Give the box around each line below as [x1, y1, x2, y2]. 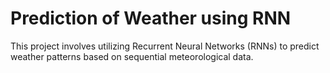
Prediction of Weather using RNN [10, 7, 292, 30]
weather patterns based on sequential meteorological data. [10, 50, 254, 62]
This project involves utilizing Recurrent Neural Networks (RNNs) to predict [10, 40, 320, 52]
